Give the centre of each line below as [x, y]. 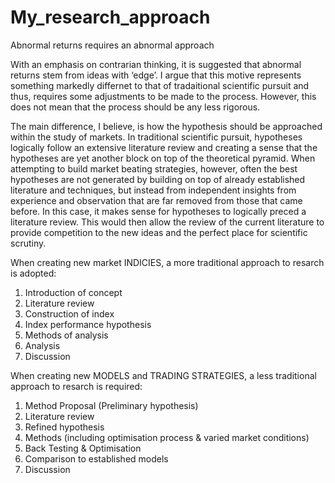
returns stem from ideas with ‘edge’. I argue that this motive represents [156, 75]
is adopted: [33, 273]
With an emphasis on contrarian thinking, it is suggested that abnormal [156, 64]
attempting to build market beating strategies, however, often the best [154, 168]
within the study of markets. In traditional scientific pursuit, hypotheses [156, 137]
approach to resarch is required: [76, 386]
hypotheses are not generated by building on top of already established [158, 179]
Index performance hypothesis [88, 324]
